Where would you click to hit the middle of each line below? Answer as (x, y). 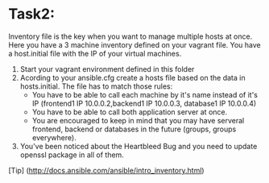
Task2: (31, 14)
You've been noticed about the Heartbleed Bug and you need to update (139, 146)
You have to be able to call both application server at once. (130, 112)
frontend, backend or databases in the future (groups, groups (134, 129)
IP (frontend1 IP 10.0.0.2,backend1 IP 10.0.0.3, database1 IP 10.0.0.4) (144, 103)
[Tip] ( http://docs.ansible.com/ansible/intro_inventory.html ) (106, 170)
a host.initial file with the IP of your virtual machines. (95, 53)
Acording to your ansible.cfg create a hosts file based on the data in (132, 77)
